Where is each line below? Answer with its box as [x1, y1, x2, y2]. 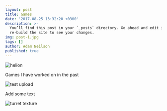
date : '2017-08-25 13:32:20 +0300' [5, 16, 79, 21]
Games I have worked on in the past [5, 72, 79, 77]
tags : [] [5, 39, 23, 44]
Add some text [5, 91, 35, 97]
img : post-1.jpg [5, 35, 39, 40]
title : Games [5, 12, 32, 17]
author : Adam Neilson [5, 44, 50, 49]
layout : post [5, 7, 32, 12]
